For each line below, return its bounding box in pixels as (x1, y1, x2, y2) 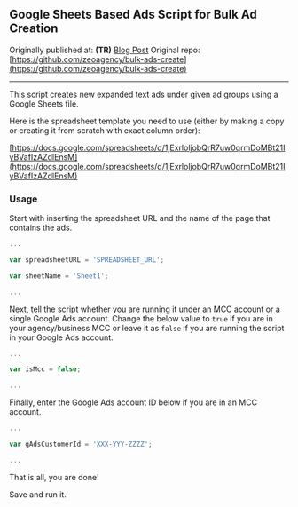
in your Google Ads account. (9, 332, 114, 343)
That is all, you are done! (9, 471, 99, 482)
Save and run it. (9, 488, 67, 500)
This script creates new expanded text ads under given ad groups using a (9, 89, 278, 99)
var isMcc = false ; (9, 365, 82, 374)
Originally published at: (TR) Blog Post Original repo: (9, 44, 201, 55)
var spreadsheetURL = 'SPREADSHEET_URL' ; (9, 255, 165, 265)
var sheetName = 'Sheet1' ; (9, 271, 109, 281)
